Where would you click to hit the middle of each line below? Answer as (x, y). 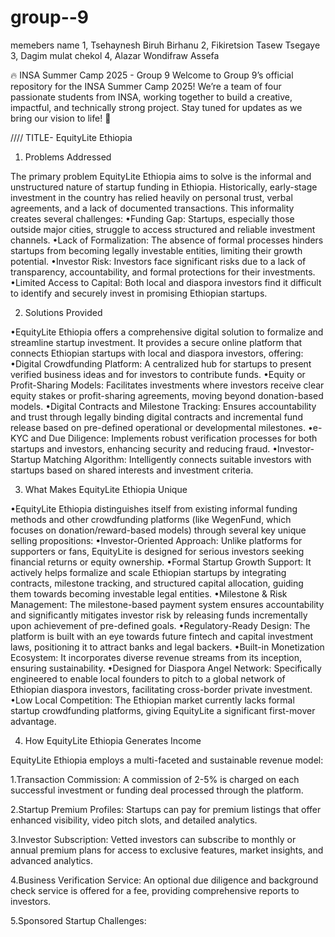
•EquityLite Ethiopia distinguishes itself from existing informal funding (154, 508)
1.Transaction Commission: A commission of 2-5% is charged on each (155, 779)
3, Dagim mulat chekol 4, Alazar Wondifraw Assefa (115, 55)
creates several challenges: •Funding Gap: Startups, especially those (152, 218)
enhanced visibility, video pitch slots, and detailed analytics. (134, 820)
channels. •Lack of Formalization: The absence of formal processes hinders (167, 240)
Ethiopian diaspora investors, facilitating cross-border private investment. (161, 689)
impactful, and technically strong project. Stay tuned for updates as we (156, 107)
